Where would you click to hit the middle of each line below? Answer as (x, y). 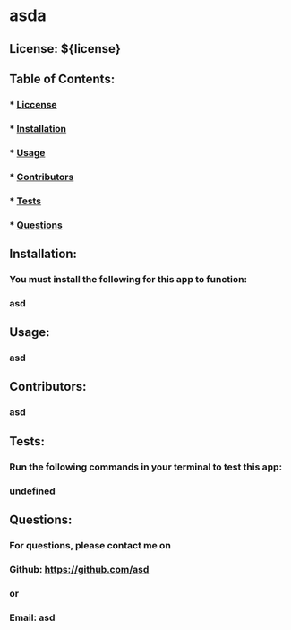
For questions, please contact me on (90, 545)
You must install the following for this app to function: (128, 279)
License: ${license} (65, 49)
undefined (32, 491)
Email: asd (32, 617)
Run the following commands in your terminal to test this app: (146, 467)
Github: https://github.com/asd (79, 569)
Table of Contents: (62, 78)
